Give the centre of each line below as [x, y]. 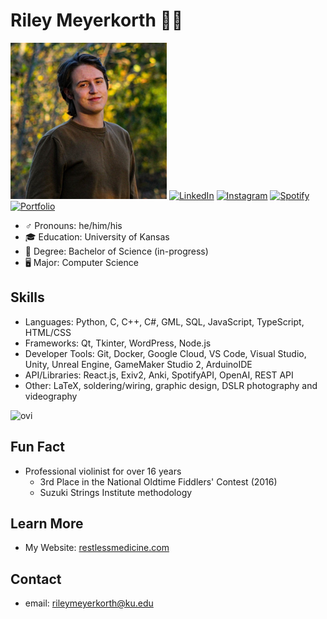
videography [51, 396]
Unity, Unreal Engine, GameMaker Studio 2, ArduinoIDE [138, 364]
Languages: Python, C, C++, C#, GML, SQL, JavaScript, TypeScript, [164, 321]
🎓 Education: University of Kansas [97, 236]
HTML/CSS [48, 332]
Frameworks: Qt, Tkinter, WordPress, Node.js [118, 343]
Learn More [47, 523]
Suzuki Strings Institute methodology [116, 492]
